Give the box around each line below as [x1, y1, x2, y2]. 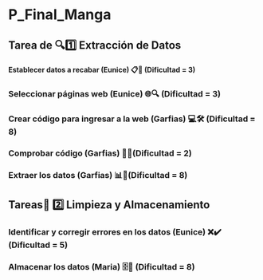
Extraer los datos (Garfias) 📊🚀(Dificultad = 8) [8, 169, 188, 180]
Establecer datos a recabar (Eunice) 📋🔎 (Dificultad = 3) [8, 65, 196, 75]
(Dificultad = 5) [8, 239, 69, 250]
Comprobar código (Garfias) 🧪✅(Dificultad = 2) [8, 148, 193, 159]
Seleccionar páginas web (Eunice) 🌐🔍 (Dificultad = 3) [8, 89, 222, 100]
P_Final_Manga [8, 6, 112, 24]
